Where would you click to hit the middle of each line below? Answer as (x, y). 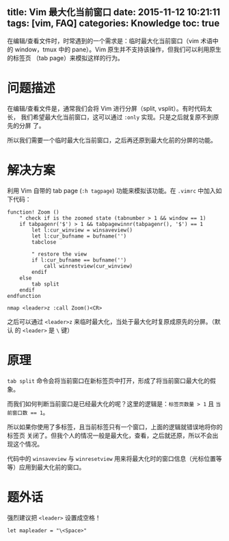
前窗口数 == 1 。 (28, 412)
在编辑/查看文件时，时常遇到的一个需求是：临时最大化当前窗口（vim (103, 40)
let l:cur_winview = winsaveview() (82, 230)
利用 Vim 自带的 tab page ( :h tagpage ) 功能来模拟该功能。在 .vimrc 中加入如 (114, 190)
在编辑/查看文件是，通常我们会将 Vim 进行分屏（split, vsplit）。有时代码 (107, 108)
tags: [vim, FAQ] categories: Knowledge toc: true (113, 24)
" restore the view (59, 254)
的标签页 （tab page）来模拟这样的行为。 (66, 58)
